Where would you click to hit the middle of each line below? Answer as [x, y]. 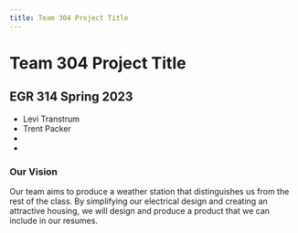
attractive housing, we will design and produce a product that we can [140, 210]
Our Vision [33, 172]
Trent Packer [47, 128]
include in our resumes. [54, 220]
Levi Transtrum [51, 119]
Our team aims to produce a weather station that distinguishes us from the [149, 191]
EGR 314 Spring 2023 [71, 97]
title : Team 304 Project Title [69, 18]
